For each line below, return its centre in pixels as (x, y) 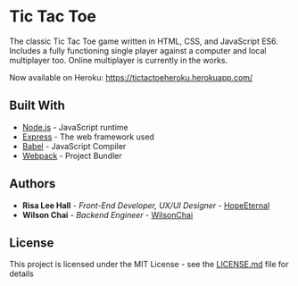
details (21, 273)
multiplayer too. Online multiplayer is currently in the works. (119, 60)
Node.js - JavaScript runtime (75, 127)
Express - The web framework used (88, 137)
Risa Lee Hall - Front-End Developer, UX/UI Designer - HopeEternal (146, 205)
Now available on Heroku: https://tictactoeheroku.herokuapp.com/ (131, 77)
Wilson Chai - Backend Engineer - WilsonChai (108, 214)
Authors (33, 184)
